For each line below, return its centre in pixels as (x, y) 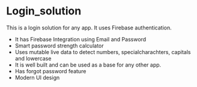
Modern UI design (37, 77)
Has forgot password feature (50, 71)
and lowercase (33, 58)
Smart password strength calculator (59, 46)
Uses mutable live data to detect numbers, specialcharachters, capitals (103, 52)
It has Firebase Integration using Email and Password (80, 39)
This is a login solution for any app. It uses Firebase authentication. (89, 28)
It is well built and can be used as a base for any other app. (88, 65)
